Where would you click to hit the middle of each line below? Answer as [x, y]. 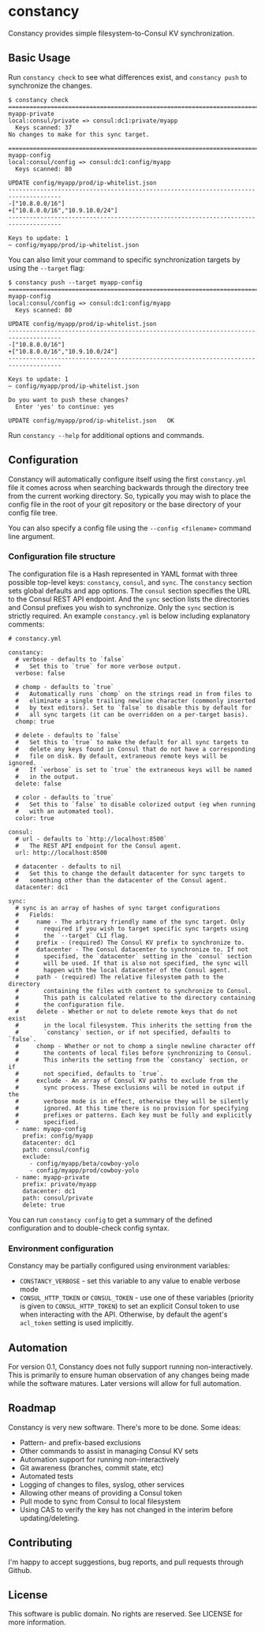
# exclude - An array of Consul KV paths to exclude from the [127, 1081]
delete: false [38, 784]
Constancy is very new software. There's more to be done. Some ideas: [125, 1427]
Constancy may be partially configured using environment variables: [119, 1266]
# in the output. [47, 777]
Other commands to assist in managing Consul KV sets [109, 1451]
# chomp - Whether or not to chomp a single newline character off [136, 1046]
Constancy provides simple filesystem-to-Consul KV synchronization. [121, 33]
